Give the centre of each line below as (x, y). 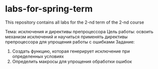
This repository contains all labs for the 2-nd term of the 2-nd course (75, 22)
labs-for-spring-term (49, 9)
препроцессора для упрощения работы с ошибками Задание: (70, 41)
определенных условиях (38, 56)
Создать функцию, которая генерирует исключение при (71, 51)
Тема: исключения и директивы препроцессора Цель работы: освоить (79, 31)
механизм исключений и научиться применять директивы (67, 37)
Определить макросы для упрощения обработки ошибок (72, 61)
